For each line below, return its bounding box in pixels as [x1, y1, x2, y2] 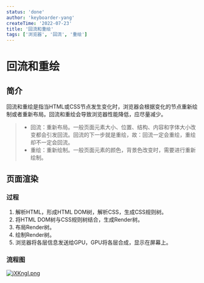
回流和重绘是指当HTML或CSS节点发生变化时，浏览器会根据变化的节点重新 [6, 103, 193, 110]
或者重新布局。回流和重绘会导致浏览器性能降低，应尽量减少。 [11, 111, 166, 118]
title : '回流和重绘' [6, 26, 54, 32]
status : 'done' [6, 9, 45, 15]
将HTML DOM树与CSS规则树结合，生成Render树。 [15, 215, 143, 223]
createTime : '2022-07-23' [6, 20, 72, 26]
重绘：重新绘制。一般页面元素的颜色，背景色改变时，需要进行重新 [30, 147, 196, 154]
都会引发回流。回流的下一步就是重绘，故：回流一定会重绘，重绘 [35, 131, 196, 139]
